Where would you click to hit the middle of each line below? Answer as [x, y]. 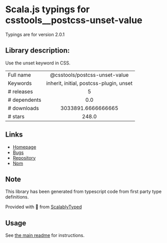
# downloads [23, 108]
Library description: [38, 50]
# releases [20, 92]
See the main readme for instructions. [45, 235]
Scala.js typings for [47, 9]
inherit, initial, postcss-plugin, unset [89, 83]
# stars [16, 116]
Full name [20, 75]
